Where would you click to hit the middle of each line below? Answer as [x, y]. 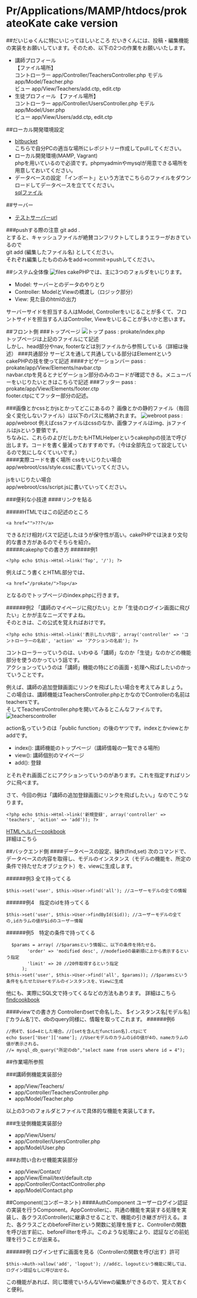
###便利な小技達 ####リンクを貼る [49, 499]
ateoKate [29, 23]
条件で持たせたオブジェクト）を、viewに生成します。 [71, 866]
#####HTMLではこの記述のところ [48, 512]
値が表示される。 [24, 1044]
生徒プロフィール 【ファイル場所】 [56, 96]
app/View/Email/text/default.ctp [53, 1178]
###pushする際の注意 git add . [43, 230]
